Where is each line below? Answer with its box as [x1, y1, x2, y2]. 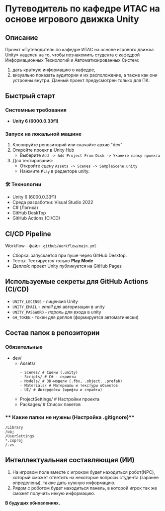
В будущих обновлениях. [5, 500, 61, 506]
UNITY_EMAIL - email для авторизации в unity [12, 304, 105, 309]
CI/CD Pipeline [5, 229, 51, 238]
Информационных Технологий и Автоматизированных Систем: [5, 57, 139, 63]
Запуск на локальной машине [5, 130, 82, 137]
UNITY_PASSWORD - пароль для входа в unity [12, 309, 101, 315]
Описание [5, 33, 38, 42]
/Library [5, 425, 23, 430]
